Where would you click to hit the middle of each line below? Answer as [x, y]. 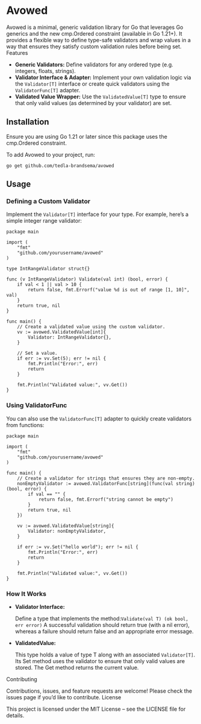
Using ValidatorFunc [37, 405]
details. [15, 716]
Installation [28, 122]
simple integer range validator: [44, 221]
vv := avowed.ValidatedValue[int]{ [62, 332]
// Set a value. [38, 354]
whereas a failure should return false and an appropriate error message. [104, 632]
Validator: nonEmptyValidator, [67, 531]
